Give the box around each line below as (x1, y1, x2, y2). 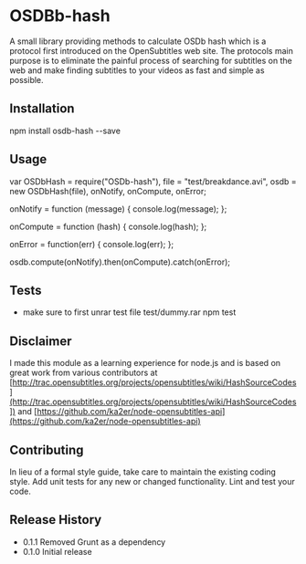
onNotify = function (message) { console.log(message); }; (9, 203, 227, 214)
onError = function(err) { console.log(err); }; (9, 238, 174, 249)
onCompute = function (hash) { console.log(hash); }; (9, 221, 207, 232)
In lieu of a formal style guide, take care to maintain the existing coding (9, 466, 277, 477)
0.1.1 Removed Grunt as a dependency (22, 536, 166, 548)
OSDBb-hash (9, 5, 111, 26)
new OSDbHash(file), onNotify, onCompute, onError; (9, 185, 207, 196)
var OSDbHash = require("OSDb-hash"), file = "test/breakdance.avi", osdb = (9, 175, 297, 187)
